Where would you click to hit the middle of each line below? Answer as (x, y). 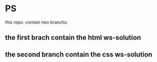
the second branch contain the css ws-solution (79, 54)
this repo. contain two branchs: (37, 22)
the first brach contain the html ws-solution (73, 38)
